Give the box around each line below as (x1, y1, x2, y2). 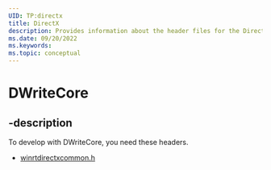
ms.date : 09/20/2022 (8, 34, 78, 43)
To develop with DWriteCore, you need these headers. (8, 138, 189, 147)
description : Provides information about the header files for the (8, 27, 240, 35)
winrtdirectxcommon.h (19, 153, 95, 162)
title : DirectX (8, 19, 60, 27)
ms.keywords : (8, 42, 52, 50)
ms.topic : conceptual (8, 49, 81, 57)
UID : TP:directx (8, 11, 63, 20)
